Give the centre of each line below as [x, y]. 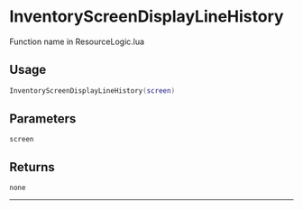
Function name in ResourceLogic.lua [77, 41]
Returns [32, 167]
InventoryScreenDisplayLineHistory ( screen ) [92, 91]
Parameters [43, 119]
